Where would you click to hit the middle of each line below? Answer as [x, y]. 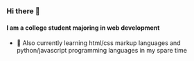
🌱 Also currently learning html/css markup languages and [98, 43]
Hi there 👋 [24, 11]
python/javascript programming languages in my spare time [102, 51]
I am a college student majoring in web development [83, 28]
